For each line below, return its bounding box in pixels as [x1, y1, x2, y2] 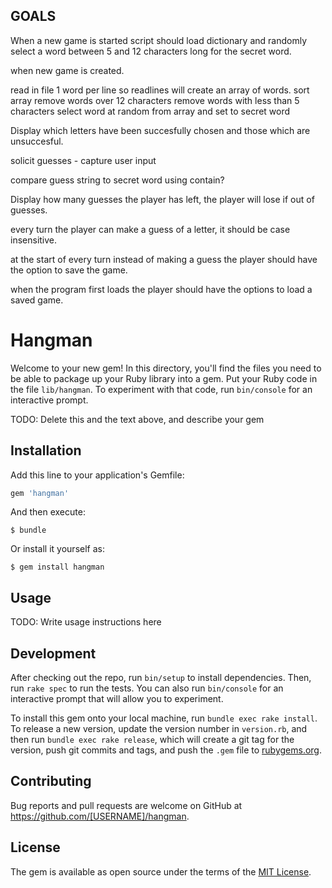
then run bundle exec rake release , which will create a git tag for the [10, 734, 295, 746]
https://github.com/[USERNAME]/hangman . [10, 810, 190, 822]
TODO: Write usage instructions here [10, 616, 162, 628]
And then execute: [10, 506, 86, 518]
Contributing [10, 773, 92, 790]
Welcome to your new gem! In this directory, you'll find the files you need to [10, 362, 322, 374]
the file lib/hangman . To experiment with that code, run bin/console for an [10, 383, 313, 395]
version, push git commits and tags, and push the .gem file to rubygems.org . [10, 744, 323, 756]
